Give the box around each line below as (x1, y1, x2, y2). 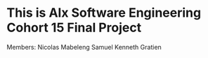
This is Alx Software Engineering (6, 5, 202, 21)
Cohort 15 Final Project (6, 20, 142, 36)
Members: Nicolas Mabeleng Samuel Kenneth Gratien (6, 43, 162, 51)
